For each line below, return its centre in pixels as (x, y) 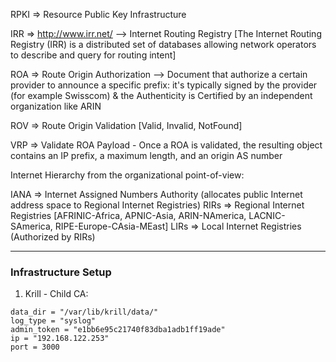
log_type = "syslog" (53, 321)
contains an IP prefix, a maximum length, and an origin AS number (146, 155)
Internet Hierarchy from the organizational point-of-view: (127, 175)
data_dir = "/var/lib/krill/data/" (84, 312)
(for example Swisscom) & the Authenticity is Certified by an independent (161, 95)
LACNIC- (267, 215)
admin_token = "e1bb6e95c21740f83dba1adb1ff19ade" (118, 330)
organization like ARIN (56, 106)
